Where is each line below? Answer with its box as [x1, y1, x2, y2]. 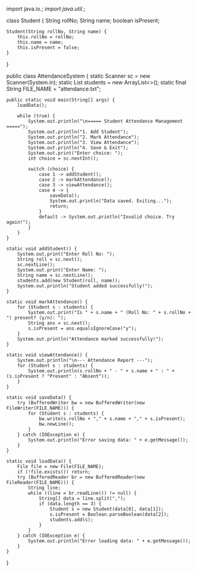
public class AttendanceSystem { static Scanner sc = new [6, 72, 150, 80]
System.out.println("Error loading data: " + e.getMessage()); [28, 538, 191, 544]
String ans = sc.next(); [28, 320, 91, 326]
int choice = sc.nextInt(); [28, 155, 99, 162]
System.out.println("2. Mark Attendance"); [28, 134, 139, 140]
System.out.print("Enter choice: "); [28, 150, 123, 156]
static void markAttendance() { [6, 299, 88, 305]
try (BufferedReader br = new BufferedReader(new [17, 474, 145, 480]
